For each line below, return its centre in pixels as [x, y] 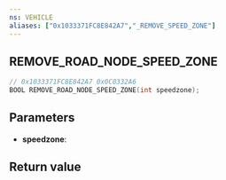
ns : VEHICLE [31, 17]
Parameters [42, 117]
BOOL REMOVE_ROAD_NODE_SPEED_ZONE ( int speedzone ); [105, 90]
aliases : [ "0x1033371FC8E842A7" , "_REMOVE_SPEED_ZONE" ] [113, 26]
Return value [45, 167]
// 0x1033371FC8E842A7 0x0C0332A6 [73, 82]
